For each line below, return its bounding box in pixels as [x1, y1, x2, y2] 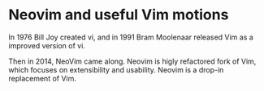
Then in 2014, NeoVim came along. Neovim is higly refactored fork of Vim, [8, 56, 257, 66]
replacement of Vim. [8, 73, 77, 83]
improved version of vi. [8, 40, 85, 50]
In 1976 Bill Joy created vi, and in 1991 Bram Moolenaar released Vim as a [8, 32, 253, 42]
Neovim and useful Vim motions [8, 6, 229, 24]
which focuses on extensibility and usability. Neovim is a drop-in [8, 64, 224, 74]
